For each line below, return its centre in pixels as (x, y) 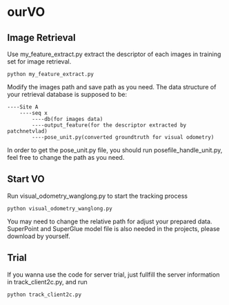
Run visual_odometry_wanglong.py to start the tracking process (98, 196)
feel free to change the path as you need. (66, 157)
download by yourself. (39, 236)
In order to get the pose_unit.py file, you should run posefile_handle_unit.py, (115, 150)
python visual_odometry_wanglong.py (60, 208)
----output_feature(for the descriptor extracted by (109, 125)
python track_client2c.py (44, 295)
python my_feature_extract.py (51, 74)
